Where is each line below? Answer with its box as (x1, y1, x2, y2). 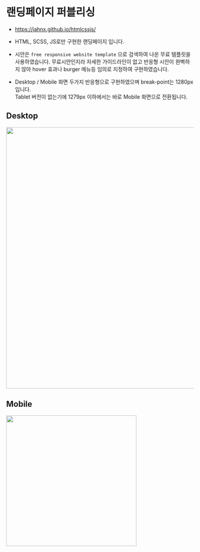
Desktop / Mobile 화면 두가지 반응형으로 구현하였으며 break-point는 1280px (14, 78, 193, 85)
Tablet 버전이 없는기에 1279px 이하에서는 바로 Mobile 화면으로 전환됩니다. (14, 93, 188, 100)
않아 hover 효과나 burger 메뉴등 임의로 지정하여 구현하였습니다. (21, 65, 169, 72)
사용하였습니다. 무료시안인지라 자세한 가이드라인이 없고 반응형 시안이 (14, 58, 174, 65)
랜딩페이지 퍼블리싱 (6, 5, 95, 19)
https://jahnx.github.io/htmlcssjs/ (14, 25, 96, 33)
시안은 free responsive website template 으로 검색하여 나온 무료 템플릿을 (14, 50, 191, 57)
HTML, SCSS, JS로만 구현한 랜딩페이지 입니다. (14, 38, 125, 45)
